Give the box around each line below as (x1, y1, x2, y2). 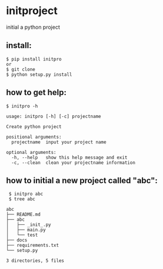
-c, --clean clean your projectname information (11, 160, 135, 166)
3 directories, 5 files (6, 258, 65, 264)
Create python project (6, 123, 62, 130)
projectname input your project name (11, 139, 107, 145)
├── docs (6, 237, 28, 243)
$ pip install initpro (6, 56, 62, 62)
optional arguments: (6, 149, 57, 155)
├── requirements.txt (6, 243, 59, 248)
